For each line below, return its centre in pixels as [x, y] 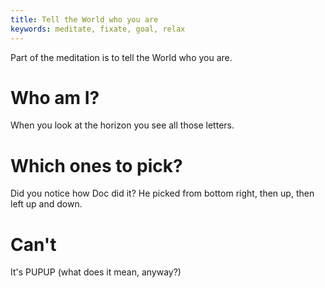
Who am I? [55, 97]
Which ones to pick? [96, 165]
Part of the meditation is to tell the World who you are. [121, 57]
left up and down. [46, 204]
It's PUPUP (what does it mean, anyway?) [96, 272]
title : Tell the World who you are [84, 19]
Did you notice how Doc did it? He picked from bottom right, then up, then [162, 193]
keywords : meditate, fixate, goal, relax [98, 29]
